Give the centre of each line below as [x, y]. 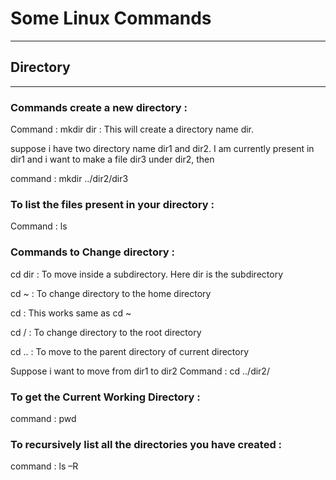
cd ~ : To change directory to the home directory [111, 293]
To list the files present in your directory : [112, 204]
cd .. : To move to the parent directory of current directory [130, 351]
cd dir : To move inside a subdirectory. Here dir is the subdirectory [147, 274]
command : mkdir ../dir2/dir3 [69, 179]
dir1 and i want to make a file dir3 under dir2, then [112, 159]
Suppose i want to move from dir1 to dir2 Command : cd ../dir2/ [140, 371]
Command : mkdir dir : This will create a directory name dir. [132, 129]
